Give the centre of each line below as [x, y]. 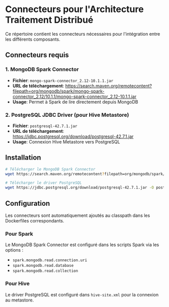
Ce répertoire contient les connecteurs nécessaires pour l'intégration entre [83, 34]
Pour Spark [19, 234]
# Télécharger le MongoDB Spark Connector [50, 169]
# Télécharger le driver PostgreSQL [44, 183]
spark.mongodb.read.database [43, 266]
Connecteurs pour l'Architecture [75, 9]
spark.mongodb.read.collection [45, 271]
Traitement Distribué [49, 20]
